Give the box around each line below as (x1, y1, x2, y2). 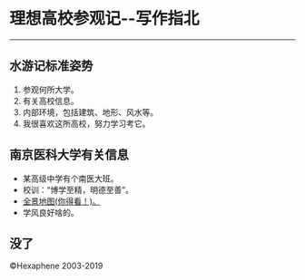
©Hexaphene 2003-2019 (9, 260, 103, 272)
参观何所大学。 (22, 83, 79, 95)
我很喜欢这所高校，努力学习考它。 (22, 118, 151, 129)
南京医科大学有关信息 (9, 147, 129, 163)
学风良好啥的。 (22, 207, 79, 217)
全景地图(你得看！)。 (22, 196, 102, 207)
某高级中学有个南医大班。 (22, 173, 119, 184)
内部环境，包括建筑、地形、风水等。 (22, 106, 159, 118)
